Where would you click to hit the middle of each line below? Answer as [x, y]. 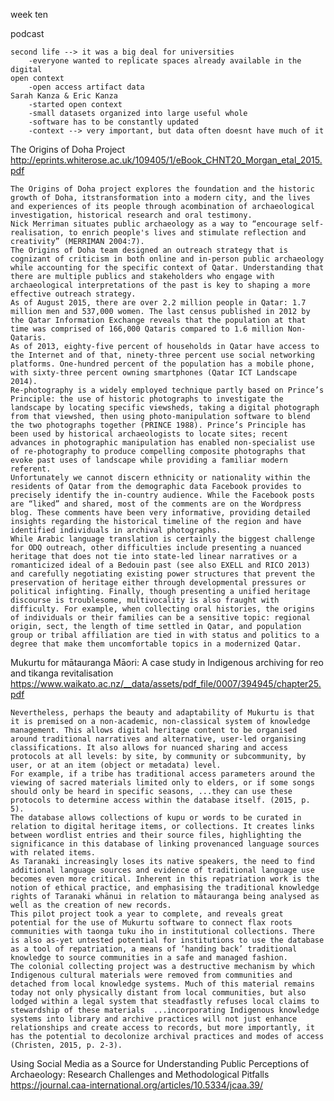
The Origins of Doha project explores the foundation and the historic [162, 189]
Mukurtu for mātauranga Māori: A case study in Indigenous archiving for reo [167, 662]
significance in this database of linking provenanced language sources [165, 844]
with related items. [53, 853]
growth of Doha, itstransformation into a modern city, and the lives [160, 198]
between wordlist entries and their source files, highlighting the [156, 835]
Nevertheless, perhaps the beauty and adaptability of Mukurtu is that [162, 713]
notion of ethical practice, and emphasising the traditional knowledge [165, 888]
